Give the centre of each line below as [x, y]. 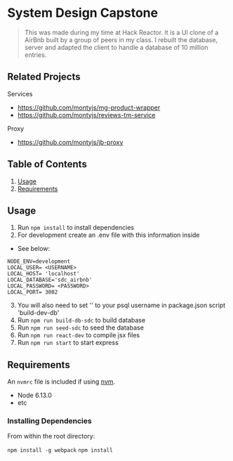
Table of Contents [47, 164]
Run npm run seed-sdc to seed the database [80, 327]
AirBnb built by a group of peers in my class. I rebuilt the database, [121, 39]
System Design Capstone [83, 13]
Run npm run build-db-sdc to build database [81, 320]
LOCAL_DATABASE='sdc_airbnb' [50, 280]
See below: [34, 249]
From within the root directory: [51, 436]
